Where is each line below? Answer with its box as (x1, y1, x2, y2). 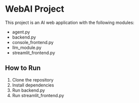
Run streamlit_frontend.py (12, 92, 64, 98)
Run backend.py (12, 87, 45, 93)
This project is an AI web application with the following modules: (5, 20, 135, 25)
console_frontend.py (12, 39, 54, 45)
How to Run (5, 64, 41, 72)
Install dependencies (12, 82, 55, 88)
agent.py (12, 29, 30, 35)
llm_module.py (12, 44, 41, 50)
